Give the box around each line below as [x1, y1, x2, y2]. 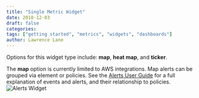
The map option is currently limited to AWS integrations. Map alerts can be [6, 65, 193, 73]
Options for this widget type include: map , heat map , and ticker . [6, 54, 168, 60]
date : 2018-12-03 [6, 15, 50, 21]
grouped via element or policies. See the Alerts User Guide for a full [6, 72, 175, 79]
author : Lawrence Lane [6, 37, 64, 43]
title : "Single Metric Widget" [6, 8, 86, 15]
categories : [6, 25, 36, 32]
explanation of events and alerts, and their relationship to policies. [6, 78, 171, 85]
